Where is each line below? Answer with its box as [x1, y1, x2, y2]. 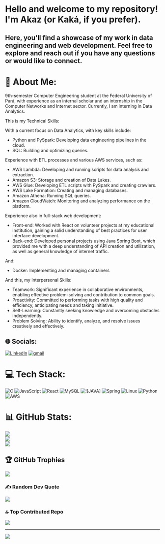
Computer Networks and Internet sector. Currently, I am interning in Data [5, 103, 152, 109]
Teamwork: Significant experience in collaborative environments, [12, 287, 144, 292]
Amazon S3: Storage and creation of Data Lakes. [12, 177, 111, 183]
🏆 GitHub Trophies [5, 455, 65, 464]
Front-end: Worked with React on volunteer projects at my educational [12, 222, 155, 228]
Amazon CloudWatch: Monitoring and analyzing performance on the [12, 198, 151, 204]
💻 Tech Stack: [5, 368, 66, 380]
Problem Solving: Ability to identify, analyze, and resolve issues [12, 318, 140, 323]
